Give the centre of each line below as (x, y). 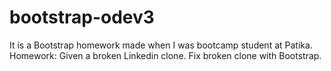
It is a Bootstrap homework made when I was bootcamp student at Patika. (161, 45)
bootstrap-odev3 (82, 17)
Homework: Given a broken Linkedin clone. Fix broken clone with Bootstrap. (165, 55)
